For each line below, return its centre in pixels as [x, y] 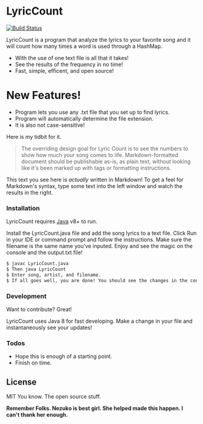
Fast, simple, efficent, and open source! [64, 70]
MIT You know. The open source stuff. [54, 397]
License [21, 382]
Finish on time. [33, 363]
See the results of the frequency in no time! [69, 64]
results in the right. [30, 192]
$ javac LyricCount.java [37, 264]
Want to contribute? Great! [39, 309]
